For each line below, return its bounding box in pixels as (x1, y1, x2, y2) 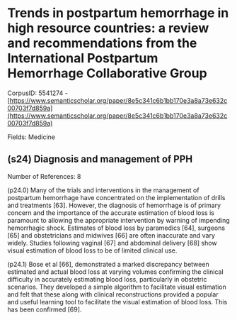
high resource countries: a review (7, 20, 209, 36)
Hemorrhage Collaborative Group (7, 65, 207, 82)
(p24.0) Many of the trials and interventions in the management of (7, 186, 200, 194)
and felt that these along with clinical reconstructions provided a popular (7, 289, 219, 299)
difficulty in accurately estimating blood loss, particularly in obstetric (7, 275, 207, 283)
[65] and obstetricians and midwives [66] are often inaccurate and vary (7, 231, 216, 239)
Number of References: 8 (7, 172, 81, 180)
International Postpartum (7, 50, 158, 67)
